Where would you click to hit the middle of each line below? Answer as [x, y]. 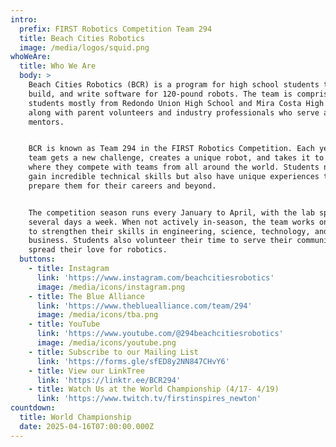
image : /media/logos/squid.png [84, 47]
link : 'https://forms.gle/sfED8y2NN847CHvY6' [133, 361]
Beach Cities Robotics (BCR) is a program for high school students [174, 85]
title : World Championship [75, 417]
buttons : [37, 259]
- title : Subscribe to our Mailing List [113, 352]
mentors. [46, 122]
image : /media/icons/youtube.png [106, 343]
